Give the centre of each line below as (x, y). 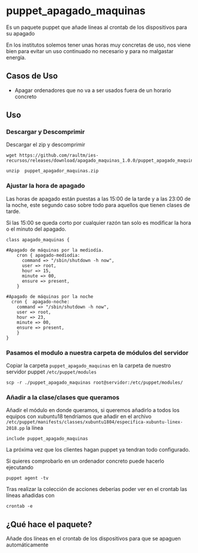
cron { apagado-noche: (40, 302)
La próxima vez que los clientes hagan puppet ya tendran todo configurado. (98, 450)
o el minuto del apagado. (36, 229)
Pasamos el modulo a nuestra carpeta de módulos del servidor (97, 352)
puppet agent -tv (27, 478)
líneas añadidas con (30, 495)
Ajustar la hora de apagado (46, 186)
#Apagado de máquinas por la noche (50, 296)
